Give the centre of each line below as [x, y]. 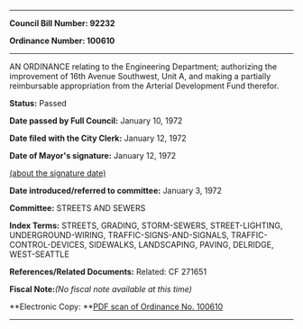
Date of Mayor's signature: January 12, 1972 [93, 155]
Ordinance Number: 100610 [62, 41]
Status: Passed [38, 103]
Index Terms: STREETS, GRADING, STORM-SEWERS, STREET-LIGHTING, [146, 225]
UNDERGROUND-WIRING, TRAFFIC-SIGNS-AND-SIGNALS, [119, 235]
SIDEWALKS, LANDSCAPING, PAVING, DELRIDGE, [181, 245]
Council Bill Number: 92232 [62, 23]
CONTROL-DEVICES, [48, 245]
